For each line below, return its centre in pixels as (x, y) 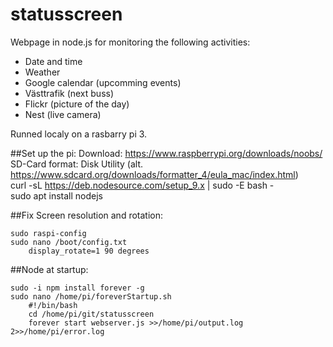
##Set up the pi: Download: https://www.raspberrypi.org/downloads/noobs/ (166, 153)
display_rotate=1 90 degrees (89, 251)
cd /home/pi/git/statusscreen (91, 314)
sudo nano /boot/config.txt (69, 242)
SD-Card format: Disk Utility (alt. (77, 164)
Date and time (53, 61)
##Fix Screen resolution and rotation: (87, 215)
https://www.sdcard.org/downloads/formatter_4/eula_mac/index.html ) (154, 174)
